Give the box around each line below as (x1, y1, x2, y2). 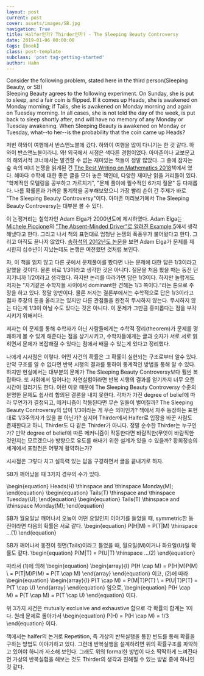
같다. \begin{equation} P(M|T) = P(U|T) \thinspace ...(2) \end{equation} (17, 549, 195, 557)
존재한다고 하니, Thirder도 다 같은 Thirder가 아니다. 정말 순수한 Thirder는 (6, 421, 181, 429)
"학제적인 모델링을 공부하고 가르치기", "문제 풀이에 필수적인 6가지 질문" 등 (6, 179, 181, 187)
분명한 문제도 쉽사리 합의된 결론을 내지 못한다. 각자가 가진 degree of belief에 (6, 391, 189, 398)
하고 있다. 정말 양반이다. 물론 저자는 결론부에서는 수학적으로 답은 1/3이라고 (17, 289, 194, 296)
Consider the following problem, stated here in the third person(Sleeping (6, 77, 188, 84)
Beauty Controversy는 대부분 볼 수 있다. (6, 202, 104, 209)
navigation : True (6, 26, 51, 32)
